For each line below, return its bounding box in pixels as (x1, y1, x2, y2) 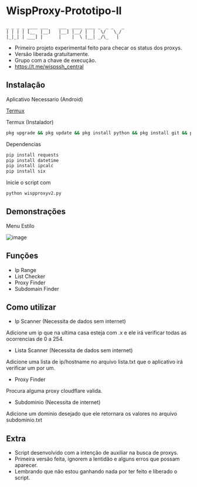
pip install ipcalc (6, 163, 54, 169)
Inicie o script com (6, 179, 51, 186)
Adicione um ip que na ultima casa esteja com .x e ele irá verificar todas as (6, 329, 187, 336)
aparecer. (14, 462, 38, 469)
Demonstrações (6, 207, 66, 217)
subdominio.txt (6, 416, 43, 423)
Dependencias (6, 140, 41, 148)
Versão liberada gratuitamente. (14, 50, 90, 57)
